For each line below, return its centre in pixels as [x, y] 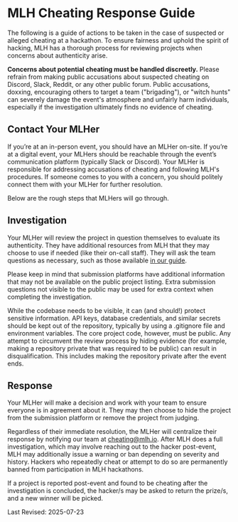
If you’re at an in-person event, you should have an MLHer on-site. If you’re [118, 147]
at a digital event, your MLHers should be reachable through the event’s [112, 154]
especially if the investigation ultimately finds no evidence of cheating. [110, 107]
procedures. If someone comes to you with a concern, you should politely [115, 176]
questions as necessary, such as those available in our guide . [97, 260]
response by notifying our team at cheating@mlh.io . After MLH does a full [115, 440]
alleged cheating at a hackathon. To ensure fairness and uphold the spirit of [118, 40]
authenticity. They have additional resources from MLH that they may [108, 245]
